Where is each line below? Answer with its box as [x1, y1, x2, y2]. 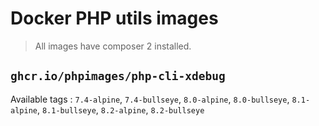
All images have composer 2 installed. [34, 40, 192, 52]
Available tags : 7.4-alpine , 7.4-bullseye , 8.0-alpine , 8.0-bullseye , [10, 93, 290, 105]
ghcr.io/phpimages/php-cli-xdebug [10, 69, 226, 84]
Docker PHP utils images [10, 7, 219, 30]
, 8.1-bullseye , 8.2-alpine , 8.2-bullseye [36, 103, 205, 116]
